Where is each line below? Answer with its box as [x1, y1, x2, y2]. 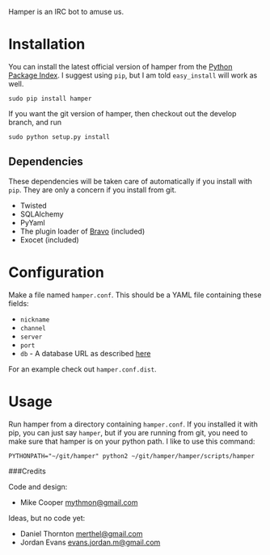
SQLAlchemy [19, 209, 64, 219]
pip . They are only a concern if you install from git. [8, 185, 177, 195]
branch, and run [8, 117, 62, 127]
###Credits [8, 466, 46, 476]
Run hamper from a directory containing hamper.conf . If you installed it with [8, 419, 259, 429]
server [19, 333, 43, 341]
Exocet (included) [19, 234, 79, 245]
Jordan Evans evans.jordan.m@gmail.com [19, 537, 161, 547]
